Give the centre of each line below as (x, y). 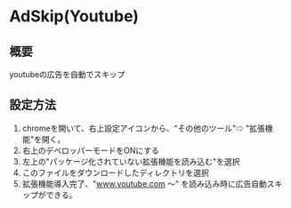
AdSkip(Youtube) (74, 16)
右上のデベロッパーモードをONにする (91, 150)
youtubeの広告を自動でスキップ (67, 74)
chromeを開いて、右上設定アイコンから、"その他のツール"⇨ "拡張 (143, 128)
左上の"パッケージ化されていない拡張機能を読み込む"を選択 (131, 161)
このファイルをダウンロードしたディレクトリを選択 (115, 172)
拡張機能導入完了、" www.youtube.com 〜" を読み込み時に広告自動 (144, 183)
